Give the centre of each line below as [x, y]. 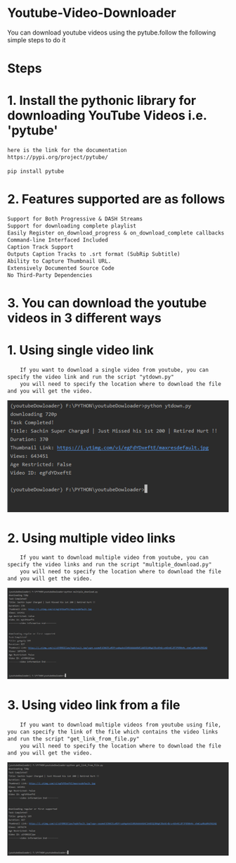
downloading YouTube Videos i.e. [107, 116]
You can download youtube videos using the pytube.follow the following [112, 32]
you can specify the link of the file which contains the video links [113, 732]
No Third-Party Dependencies [50, 275]
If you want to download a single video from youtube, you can [114, 370]
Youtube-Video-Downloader [92, 13]
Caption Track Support [40, 247]
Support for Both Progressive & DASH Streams [75, 219]
